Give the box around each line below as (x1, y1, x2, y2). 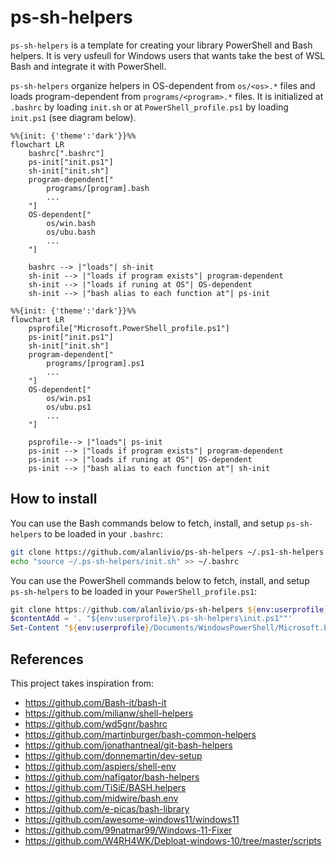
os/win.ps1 (46, 393, 92, 403)
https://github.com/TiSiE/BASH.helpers (24, 781, 187, 793)
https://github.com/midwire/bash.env (24, 792, 179, 804)
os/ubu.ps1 (46, 402, 92, 412)
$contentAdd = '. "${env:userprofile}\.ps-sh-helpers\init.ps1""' (10, 614, 293, 624)
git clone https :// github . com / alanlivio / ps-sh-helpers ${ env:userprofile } (10, 604, 329, 615)
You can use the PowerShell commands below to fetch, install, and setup (10, 574, 310, 586)
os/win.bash (46, 218, 97, 228)
